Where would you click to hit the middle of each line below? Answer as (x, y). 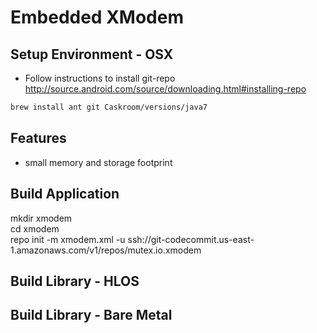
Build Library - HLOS (75, 281)
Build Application (65, 194)
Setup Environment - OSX (92, 54)
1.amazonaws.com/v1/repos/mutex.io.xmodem (106, 250)
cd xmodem (35, 228)
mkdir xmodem (41, 218)
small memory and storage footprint (98, 162)
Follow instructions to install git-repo (100, 78)
